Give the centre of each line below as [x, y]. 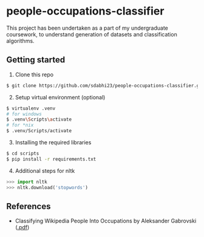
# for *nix [20, 125]
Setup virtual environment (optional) [60, 97]
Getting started [36, 60]
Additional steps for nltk [45, 170]
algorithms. [20, 41]
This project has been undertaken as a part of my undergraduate [87, 28]
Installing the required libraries [53, 142]
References [29, 206]
